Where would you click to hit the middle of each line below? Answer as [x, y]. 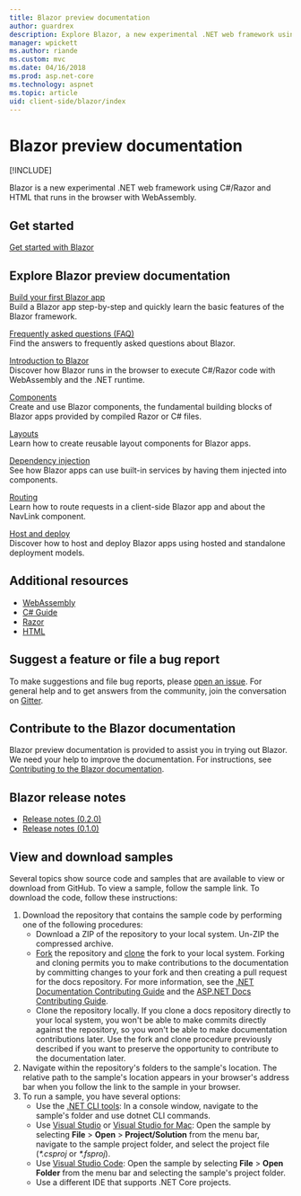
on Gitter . [26, 700]
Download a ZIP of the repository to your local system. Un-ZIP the [157, 934]
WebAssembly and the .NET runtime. [77, 379]
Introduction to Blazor [49, 360]
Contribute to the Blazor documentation [122, 728]
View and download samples [91, 857]
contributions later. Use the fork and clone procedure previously [154, 1039]
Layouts [24, 433]
